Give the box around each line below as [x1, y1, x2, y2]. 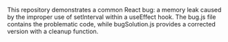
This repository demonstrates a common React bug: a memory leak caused [7, 6, 222, 14]
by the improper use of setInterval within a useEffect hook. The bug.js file [7, 13, 216, 21]
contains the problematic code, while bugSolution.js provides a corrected [7, 20, 216, 28]
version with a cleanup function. [7, 27, 99, 35]
